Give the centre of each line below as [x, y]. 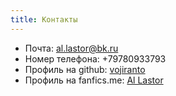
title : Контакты [44, 19]
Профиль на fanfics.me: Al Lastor [94, 80]
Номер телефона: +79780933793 [95, 58]
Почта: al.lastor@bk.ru [71, 48]
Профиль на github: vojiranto [85, 69]
